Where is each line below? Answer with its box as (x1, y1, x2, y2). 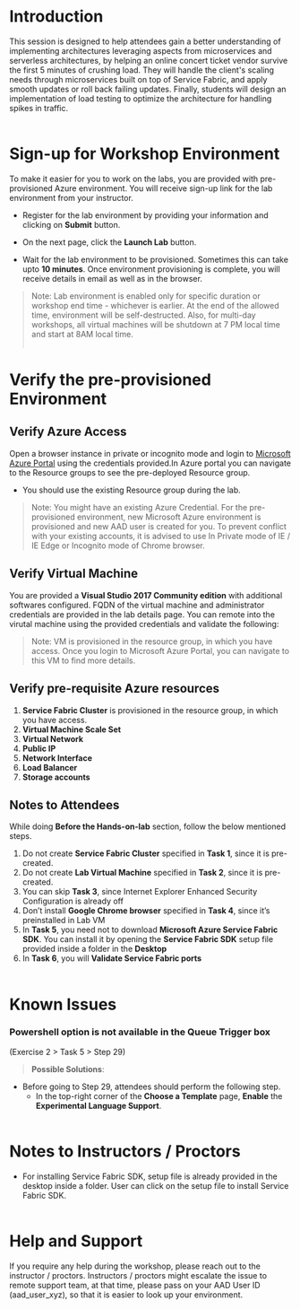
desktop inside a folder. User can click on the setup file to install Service (21, 1180, 289, 1191)
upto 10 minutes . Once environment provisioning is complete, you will (21, 263, 280, 275)
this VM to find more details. (30, 655, 136, 666)
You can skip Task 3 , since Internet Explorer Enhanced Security (21, 886, 258, 897)
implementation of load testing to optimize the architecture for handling (9, 92, 272, 104)
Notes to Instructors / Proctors (9, 1141, 241, 1161)
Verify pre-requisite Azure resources (9, 681, 220, 696)
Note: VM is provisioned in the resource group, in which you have (30, 635, 273, 647)
